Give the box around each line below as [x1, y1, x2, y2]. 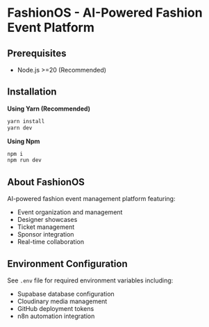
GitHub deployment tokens [17, 304, 94, 312]
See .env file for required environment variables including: [7, 276, 174, 285]
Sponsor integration [17, 230, 74, 239]
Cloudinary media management [17, 297, 108, 305]
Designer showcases [17, 216, 78, 224]
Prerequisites [7, 47, 67, 59]
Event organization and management [17, 208, 123, 216]
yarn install [7, 118, 45, 125]
